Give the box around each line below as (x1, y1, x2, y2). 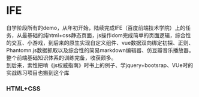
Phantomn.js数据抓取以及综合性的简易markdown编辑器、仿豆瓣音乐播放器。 (6, 46, 194, 54)
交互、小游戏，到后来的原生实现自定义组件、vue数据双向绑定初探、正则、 (11, 39, 194, 46)
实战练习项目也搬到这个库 (6, 69, 70, 76)
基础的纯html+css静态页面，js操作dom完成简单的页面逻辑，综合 (26, 31, 186, 39)
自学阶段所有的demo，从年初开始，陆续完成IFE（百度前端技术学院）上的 (6, 24, 186, 31)
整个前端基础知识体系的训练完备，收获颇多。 (6, 54, 117, 61)
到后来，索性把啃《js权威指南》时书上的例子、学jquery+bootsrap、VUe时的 (6, 61, 194, 69)
